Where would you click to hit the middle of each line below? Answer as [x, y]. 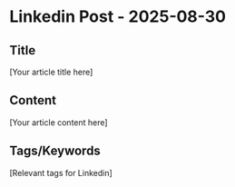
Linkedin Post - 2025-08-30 [118, 17]
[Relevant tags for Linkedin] [61, 172]
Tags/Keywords [55, 151]
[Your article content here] [59, 122]
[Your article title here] [51, 72]
